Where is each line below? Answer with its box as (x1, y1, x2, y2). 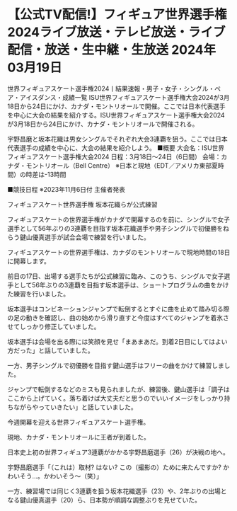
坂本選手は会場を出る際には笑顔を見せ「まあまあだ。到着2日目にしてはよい (7, 337, 228, 345)
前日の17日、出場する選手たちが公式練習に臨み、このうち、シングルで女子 (7, 272, 224, 280)
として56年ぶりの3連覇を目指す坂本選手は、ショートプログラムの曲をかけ (13, 280, 229, 289)
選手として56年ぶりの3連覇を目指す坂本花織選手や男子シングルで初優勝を (7, 224, 224, 232)
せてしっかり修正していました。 (7, 322, 100, 331)
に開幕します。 (7, 256, 51, 265)
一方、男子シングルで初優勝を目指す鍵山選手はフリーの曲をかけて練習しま (7, 361, 224, 369)
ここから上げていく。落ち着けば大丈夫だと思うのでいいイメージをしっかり (7, 394, 224, 402)
